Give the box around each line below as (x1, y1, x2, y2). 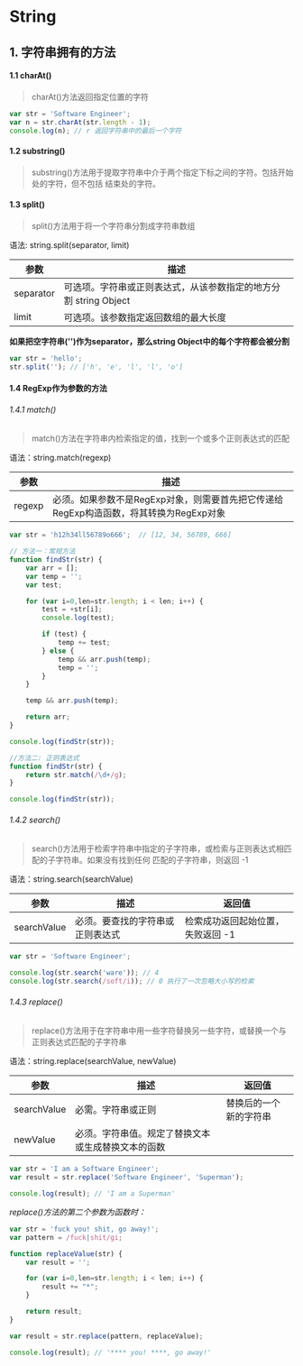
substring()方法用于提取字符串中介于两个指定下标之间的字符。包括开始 (31, 167, 294, 178)
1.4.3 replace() (9, 996, 63, 1007)
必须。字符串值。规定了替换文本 (75, 1127, 211, 1140)
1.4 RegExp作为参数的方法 (9, 383, 108, 394)
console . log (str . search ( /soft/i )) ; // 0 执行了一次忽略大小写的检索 (9, 976, 254, 986)
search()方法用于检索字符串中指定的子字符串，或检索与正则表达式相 (31, 843, 284, 854)
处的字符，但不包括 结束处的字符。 (31, 178, 161, 188)
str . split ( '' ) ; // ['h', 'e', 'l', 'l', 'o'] (9, 362, 183, 371)
